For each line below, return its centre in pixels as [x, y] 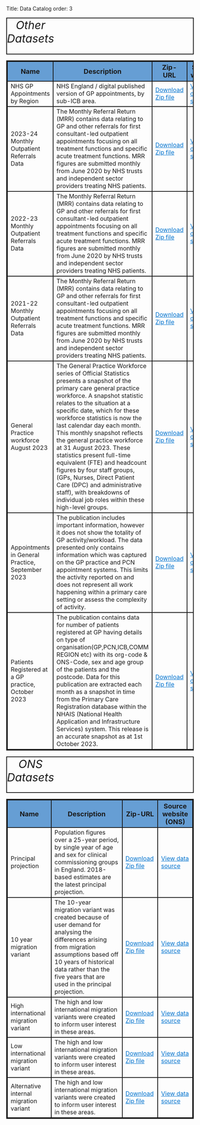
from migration [75, 947]
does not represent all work [95, 585]
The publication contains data [98, 617]
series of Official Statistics [93, 373]
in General [25, 555]
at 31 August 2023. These [93, 448]
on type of [71, 639]
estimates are [92, 877]
